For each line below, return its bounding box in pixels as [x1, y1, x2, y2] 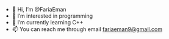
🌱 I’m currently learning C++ [12, 19, 84, 26]
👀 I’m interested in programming [12, 12, 93, 19]
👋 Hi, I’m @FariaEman [12, 6, 67, 13]
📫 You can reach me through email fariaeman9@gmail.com [12, 26, 163, 33]
